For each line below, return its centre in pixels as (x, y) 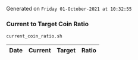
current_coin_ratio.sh (34, 36)
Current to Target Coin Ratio (48, 24)
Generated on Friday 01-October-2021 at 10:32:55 (69, 9)
